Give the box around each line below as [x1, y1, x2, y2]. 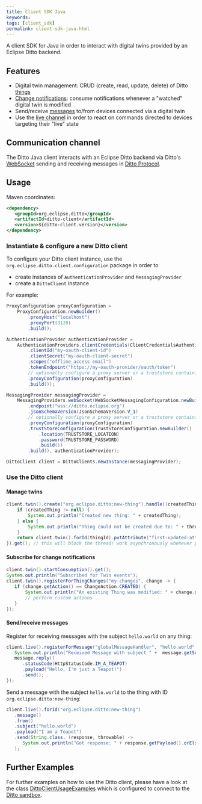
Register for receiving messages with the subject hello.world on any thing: [6, 632, 192, 640]
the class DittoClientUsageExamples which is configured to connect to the [6, 785, 190, 792]
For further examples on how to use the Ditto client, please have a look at [6, 778, 188, 785]
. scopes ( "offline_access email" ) [28, 359, 112, 365]
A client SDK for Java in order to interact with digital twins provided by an [6, 42, 188, 49]
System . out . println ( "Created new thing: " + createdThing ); [28, 512, 182, 518]
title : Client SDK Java [6, 8, 66, 15]
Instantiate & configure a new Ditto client [6, 241, 128, 250]
